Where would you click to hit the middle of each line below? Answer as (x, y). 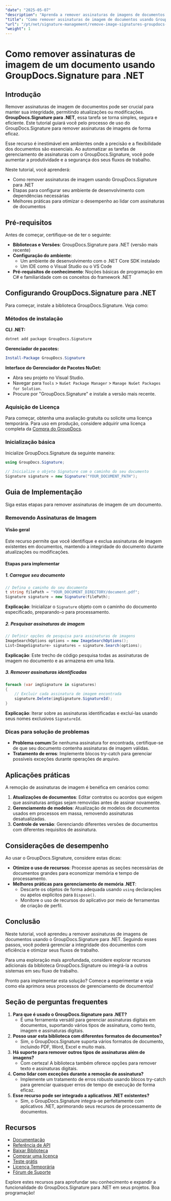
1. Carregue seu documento (35, 575)
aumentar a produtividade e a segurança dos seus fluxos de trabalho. (78, 160)
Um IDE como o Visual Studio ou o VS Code (66, 266)
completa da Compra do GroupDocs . (44, 429)
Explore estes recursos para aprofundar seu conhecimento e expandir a (81, 1182)
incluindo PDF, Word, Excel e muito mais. (63, 1047)
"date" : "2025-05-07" (28, 10)
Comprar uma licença (35, 1156)
